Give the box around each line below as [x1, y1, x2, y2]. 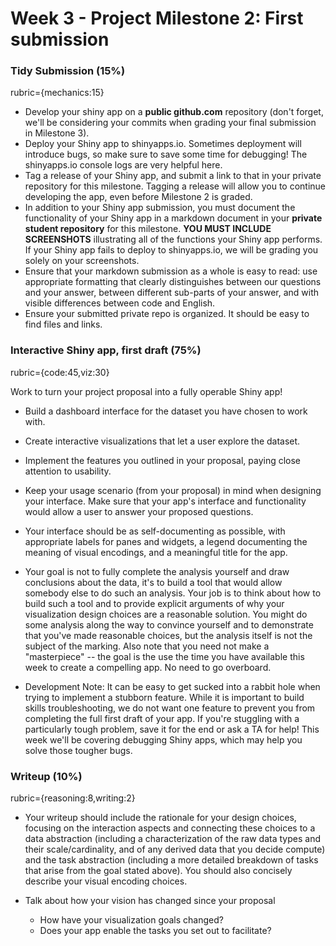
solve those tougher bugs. [24, 744, 133, 756]
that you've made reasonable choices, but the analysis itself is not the [24, 629, 313, 641]
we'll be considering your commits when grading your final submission [24, 117, 317, 129]
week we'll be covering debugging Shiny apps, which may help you [24, 733, 303, 746]
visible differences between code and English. [24, 297, 216, 309]
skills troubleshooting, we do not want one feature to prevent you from [24, 702, 316, 714]
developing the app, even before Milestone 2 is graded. [24, 191, 253, 203]
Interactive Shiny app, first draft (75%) [10, 343, 202, 357]
